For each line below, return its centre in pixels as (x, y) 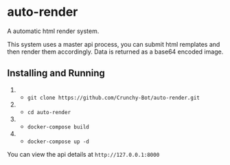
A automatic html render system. (53, 31)
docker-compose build (58, 127)
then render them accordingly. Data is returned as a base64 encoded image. (115, 52)
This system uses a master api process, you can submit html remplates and (114, 44)
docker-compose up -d (58, 142)
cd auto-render (49, 112)
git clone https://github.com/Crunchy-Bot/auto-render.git (114, 98)
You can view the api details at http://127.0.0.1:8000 (83, 154)
